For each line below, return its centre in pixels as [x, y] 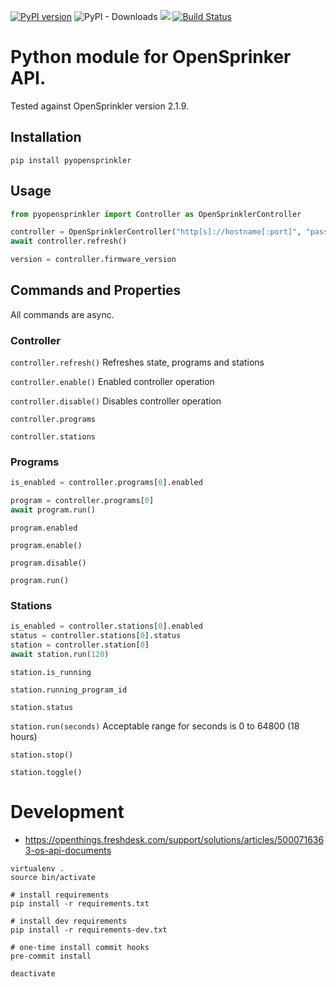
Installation [46, 137]
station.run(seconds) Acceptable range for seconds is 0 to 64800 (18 [155, 726]
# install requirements [60, 895]
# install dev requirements [69, 921]
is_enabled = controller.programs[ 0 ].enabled [106, 483]
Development [67, 812]
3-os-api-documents [68, 850]
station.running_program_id [69, 690]
